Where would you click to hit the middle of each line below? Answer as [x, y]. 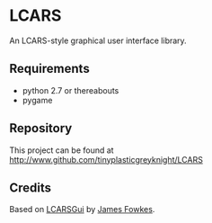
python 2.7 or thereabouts [71, 90]
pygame [37, 100]
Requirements [49, 69]
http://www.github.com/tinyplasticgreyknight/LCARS [106, 159]
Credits [31, 187]
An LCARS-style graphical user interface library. [98, 40]
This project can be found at [62, 150]
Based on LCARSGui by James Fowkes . [82, 210]
